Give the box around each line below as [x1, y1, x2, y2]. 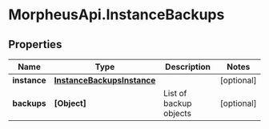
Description [165, 62, 211, 72]
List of [163, 88, 187, 99]
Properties [8, 38, 62, 51]
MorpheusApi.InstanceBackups [8, 6, 225, 24]
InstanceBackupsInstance [54, 75, 156, 86]
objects [163, 108, 192, 119]
